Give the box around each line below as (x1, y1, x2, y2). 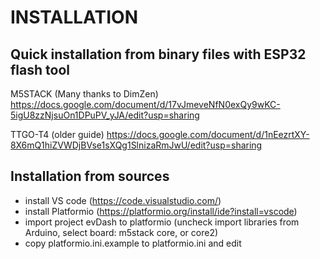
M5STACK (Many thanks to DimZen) (10, 88, 159, 100)
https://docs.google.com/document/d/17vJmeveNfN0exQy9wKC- (10, 99, 281, 110)
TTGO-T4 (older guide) (10, 129, 105, 140)
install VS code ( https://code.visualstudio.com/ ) (24, 194, 222, 206)
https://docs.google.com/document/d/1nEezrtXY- (106, 129, 310, 140)
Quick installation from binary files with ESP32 (10, 46, 307, 63)
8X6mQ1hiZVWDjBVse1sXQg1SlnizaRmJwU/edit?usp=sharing (10, 139, 263, 151)
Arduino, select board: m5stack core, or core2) (24, 226, 219, 238)
